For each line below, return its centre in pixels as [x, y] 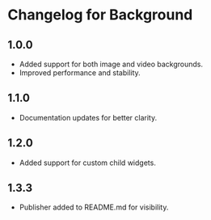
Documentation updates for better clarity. [88, 117]
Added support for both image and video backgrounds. [111, 64]
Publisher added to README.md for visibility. [94, 207]
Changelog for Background [100, 15]
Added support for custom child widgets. [88, 163]
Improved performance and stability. [80, 73]
